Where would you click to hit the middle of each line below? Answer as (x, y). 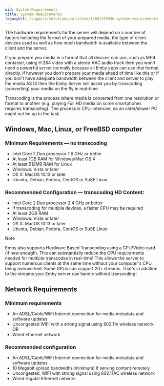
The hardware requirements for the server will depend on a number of (75, 33)
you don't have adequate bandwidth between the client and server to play (79, 78)
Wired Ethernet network (36, 335)
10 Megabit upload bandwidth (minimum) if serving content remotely (81, 368)
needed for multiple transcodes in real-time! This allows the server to (74, 258)
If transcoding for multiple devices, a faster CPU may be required (77, 208)
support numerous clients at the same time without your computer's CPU (79, 263)
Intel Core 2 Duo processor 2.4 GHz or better (58, 203)
